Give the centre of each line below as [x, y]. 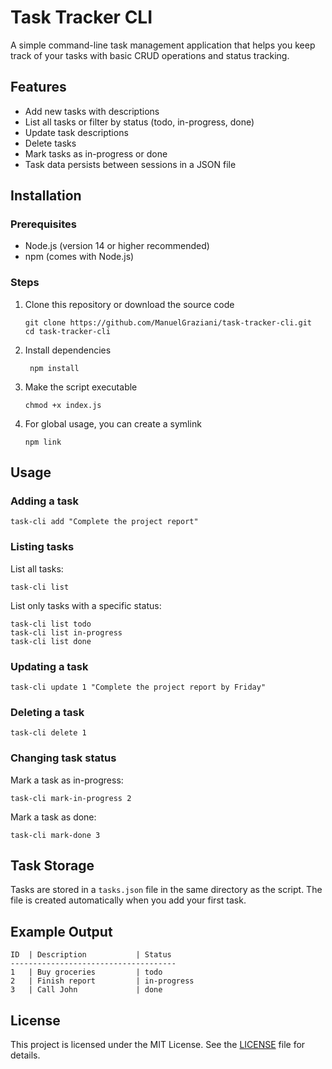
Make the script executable [81, 387]
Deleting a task [47, 712]
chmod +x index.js [63, 405]
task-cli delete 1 [48, 733]
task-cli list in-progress [66, 632]
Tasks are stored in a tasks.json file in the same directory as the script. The [166, 890]
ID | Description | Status [91, 955]
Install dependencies [68, 350]
